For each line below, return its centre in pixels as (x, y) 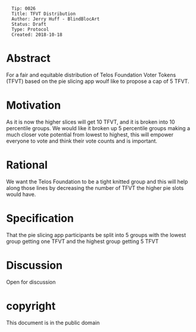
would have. (21, 194)
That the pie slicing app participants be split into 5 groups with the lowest (96, 235)
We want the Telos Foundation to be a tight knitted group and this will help (97, 182)
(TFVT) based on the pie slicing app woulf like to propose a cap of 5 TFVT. (98, 81)
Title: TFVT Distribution (44, 14)
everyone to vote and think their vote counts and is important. (82, 141)
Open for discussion (31, 282)
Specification (40, 219)
